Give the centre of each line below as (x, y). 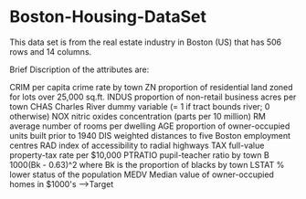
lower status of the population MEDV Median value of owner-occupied (142, 174)
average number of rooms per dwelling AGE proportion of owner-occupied (150, 126)
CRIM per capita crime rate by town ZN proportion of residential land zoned (152, 87)
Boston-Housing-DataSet (108, 17)
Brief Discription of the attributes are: (79, 69)
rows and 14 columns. (51, 51)
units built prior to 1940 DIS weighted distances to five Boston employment (150, 135)
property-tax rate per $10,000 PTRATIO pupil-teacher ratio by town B (139, 155)
